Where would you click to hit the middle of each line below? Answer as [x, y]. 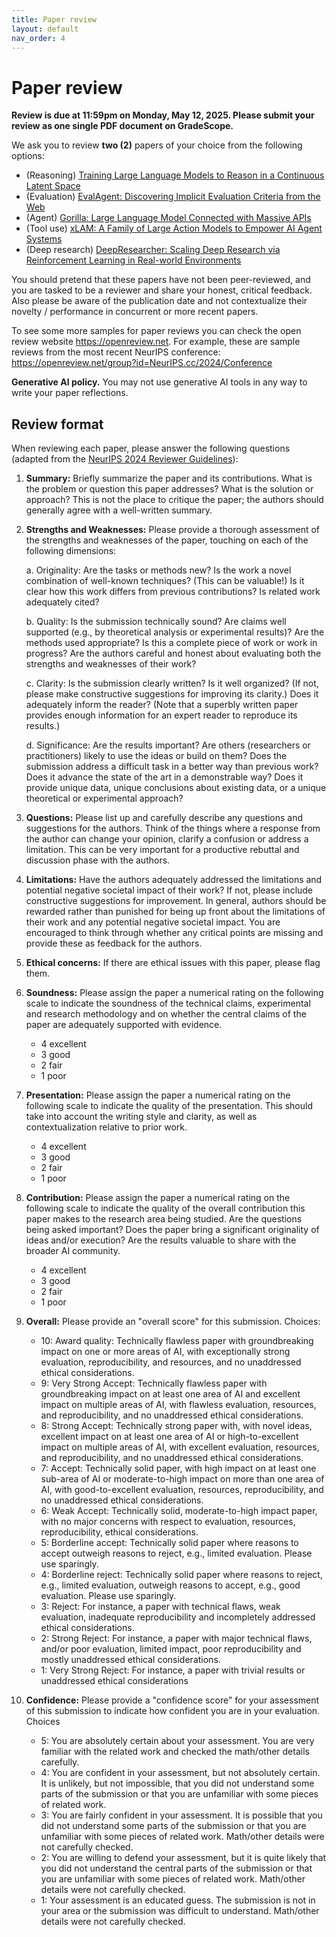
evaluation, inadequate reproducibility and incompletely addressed [178, 1617]
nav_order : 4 [38, 38]
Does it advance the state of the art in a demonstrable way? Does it [164, 777]
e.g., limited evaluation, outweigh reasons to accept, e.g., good [170, 1585]
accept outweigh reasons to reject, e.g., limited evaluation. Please [176, 1553]
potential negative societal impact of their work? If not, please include [169, 890]
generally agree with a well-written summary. [119, 510]
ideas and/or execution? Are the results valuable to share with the [161, 1240]
